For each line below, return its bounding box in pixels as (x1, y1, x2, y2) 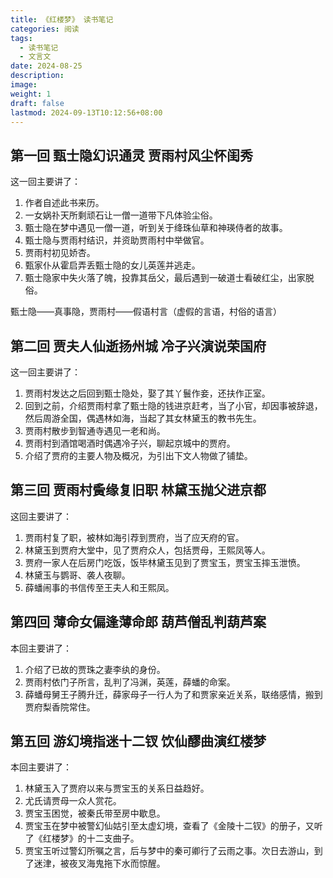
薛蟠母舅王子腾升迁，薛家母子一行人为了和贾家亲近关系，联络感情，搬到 (24, 688, 323, 700)
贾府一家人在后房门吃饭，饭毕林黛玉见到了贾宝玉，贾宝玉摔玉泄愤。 (24, 556, 306, 568)
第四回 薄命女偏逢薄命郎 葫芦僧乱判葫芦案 (10, 614, 267, 631)
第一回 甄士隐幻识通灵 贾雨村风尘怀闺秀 (10, 147, 253, 164)
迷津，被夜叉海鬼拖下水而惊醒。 (33, 857, 166, 870)
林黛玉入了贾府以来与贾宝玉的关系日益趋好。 (24, 782, 210, 795)
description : (10, 71, 65, 81)
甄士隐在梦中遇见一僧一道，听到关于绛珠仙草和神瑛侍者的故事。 (24, 222, 288, 234)
